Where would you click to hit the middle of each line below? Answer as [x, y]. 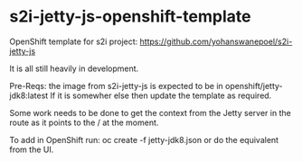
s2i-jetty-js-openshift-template [130, 17]
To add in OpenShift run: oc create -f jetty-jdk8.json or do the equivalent [144, 139]
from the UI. [32, 149]
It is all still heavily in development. [74, 68]
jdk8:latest [29, 95]
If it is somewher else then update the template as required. [161, 95]
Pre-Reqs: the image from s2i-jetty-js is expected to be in [116, 85]
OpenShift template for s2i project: [74, 41]
